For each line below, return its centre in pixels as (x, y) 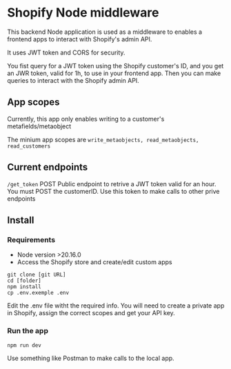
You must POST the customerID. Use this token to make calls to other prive (113, 191)
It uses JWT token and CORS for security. (66, 52)
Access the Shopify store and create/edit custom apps (94, 262)
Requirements (31, 239)
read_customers (29, 146)
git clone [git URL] (37, 275)
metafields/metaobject (39, 126)
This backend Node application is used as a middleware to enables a (104, 32)
